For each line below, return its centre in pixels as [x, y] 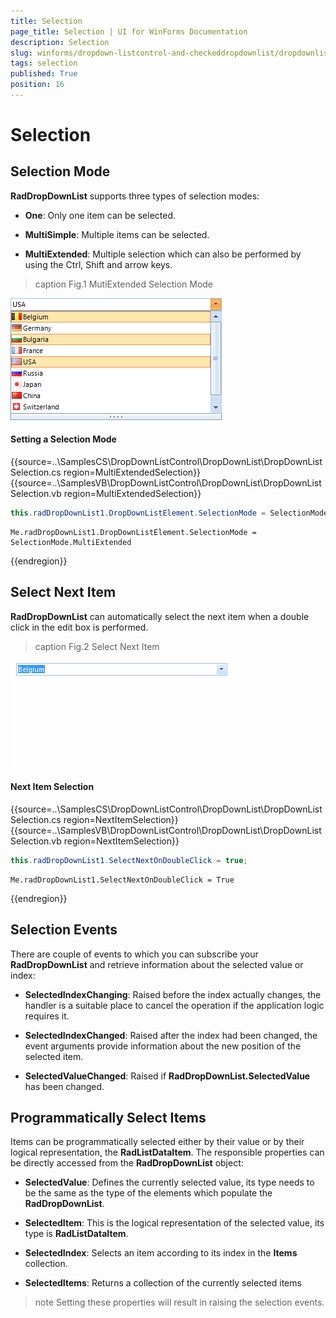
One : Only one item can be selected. [100, 215]
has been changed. [64, 1086]
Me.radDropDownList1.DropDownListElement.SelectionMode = [133, 532]
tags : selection [44, 63]
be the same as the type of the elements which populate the [148, 1193]
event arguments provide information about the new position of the [163, 1046]
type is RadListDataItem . [76, 1234]
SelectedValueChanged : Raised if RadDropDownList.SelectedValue [167, 1076]
